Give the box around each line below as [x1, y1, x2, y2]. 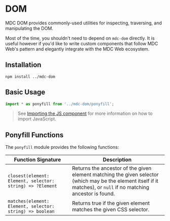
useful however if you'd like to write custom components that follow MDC [5, 40, 158, 46]
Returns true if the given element [72, 200, 150, 207]
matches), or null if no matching [72, 184, 149, 191]
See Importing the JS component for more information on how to [17, 110, 153, 117]
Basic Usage [5, 88, 46, 97]
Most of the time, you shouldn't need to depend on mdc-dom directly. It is [5, 35, 155, 41]
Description [103, 156, 132, 163]
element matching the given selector [72, 171, 159, 178]
